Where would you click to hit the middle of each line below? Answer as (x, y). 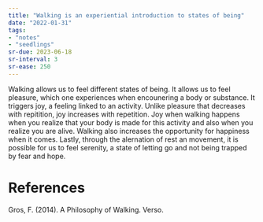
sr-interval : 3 (33, 60)
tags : (17, 30)
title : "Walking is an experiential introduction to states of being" (126, 15)
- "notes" (24, 37)
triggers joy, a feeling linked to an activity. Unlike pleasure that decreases (127, 105)
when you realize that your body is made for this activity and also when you (131, 122)
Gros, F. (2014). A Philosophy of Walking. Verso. (86, 209)
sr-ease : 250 (30, 67)
